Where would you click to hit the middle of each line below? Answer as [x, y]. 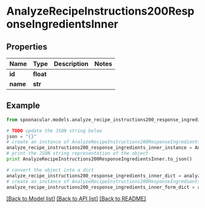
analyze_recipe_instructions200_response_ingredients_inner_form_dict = [101, 187]
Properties [27, 47]
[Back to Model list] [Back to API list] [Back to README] [76, 199]
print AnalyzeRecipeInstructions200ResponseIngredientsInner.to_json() [99, 159]
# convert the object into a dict [50, 170]
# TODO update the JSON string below [54, 131]
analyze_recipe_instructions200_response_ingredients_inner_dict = [94, 176]
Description [71, 64]
